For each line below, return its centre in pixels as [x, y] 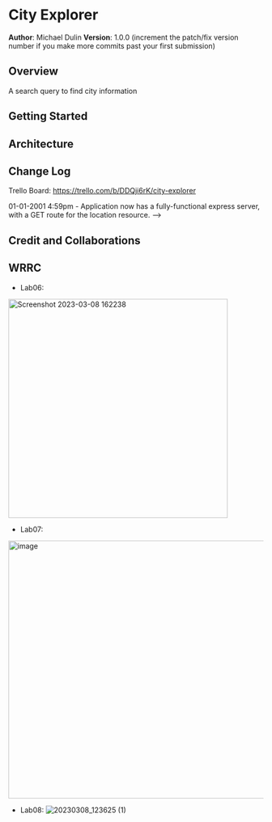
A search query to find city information [73, 91]
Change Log [40, 171]
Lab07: [32, 529]
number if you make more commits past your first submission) [112, 45]
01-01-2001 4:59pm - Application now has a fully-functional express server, [134, 206]
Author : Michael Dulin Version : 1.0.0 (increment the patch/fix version [123, 37]
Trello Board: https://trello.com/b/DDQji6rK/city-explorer [102, 191]
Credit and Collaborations [74, 240]
